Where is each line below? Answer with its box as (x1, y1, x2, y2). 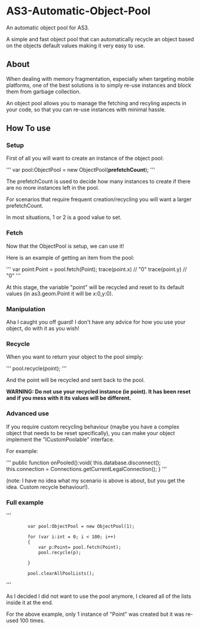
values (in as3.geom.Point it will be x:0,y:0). (6, 290, 113, 297)
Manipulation (6, 305, 46, 313)
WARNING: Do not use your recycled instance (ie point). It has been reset (6, 388, 191, 396)
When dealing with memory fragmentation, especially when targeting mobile (6, 75, 195, 82)
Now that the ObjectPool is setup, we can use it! (6, 242, 124, 250)
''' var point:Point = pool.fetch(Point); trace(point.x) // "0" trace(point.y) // (6, 265, 187, 273)
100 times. (20, 616, 45, 624)
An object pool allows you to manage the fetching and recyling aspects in (6, 99, 187, 107)
